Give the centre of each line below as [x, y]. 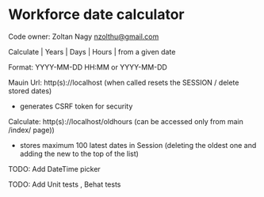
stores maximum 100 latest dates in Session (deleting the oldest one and [138, 145]
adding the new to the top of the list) [79, 153]
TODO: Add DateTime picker [54, 169]
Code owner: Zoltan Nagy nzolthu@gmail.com [84, 36]
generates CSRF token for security [76, 106]
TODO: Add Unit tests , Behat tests [65, 184]
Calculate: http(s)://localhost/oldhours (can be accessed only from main [126, 121]
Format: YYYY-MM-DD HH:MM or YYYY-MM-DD [88, 67]
